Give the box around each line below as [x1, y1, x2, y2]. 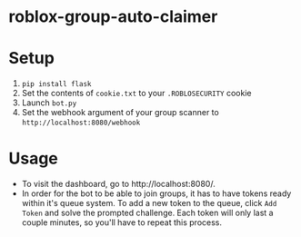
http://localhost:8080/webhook [21, 118, 141, 128]
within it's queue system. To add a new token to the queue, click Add [21, 198, 277, 209]
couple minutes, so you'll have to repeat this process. [21, 217, 223, 228]
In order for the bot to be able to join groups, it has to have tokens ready [21, 188, 292, 199]
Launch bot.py [21, 97, 77, 108]
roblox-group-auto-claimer [8, 6, 218, 27]
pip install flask [21, 80, 92, 89]
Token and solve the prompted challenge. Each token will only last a [21, 207, 274, 219]
